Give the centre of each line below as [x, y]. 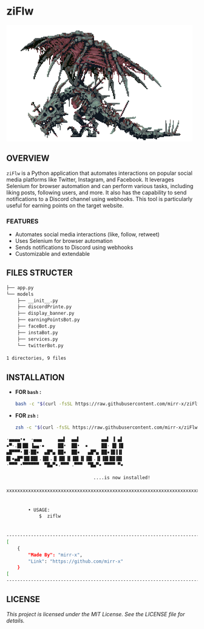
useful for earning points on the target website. [65, 205]
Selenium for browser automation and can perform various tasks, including [100, 186]
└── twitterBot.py [40, 345]
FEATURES [22, 221]
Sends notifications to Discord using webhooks [74, 247]
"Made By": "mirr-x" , [56, 555]
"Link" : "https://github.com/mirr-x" [76, 561]
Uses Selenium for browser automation [64, 241]
